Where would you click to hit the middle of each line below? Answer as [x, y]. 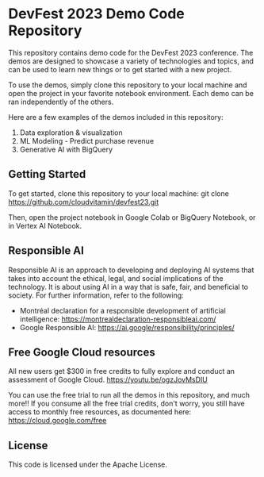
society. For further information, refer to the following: [96, 295]
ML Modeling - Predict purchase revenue [87, 140]
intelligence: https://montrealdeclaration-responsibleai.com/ [118, 319]
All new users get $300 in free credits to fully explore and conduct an [122, 371]
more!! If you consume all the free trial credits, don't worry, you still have [126, 404]
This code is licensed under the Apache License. [88, 464]
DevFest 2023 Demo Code [96, 14]
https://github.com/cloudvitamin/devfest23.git [84, 202]
